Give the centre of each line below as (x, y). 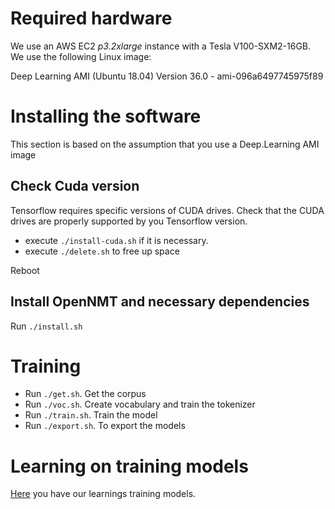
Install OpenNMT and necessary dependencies (160, 302)
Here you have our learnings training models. (103, 494)
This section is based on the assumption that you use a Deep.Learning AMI (165, 144)
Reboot (25, 270)
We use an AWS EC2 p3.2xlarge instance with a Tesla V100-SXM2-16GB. (161, 46)
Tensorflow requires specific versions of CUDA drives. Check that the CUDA (167, 210)
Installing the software (106, 116)
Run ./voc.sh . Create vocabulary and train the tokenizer (140, 404)
